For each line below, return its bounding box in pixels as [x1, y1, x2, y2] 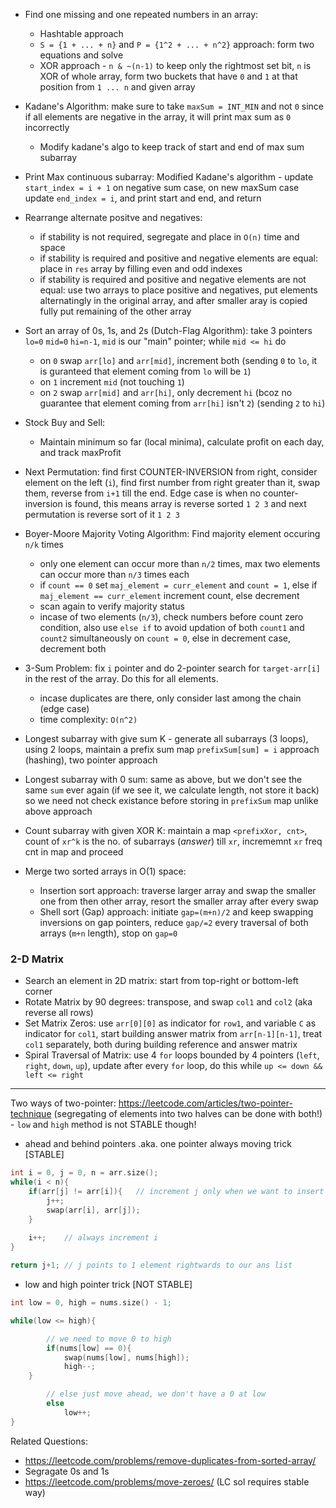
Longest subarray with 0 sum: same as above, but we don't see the [24, 774, 303, 785]
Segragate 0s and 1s [24, 1465, 110, 1477]
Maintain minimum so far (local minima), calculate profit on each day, [39, 436, 325, 448]
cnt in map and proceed [24, 846, 124, 858]
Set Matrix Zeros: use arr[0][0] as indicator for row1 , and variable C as [24, 1017, 317, 1029]
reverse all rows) [24, 1007, 94, 1019]
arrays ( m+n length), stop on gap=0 [39, 927, 178, 939]
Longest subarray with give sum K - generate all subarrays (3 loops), [24, 733, 309, 744]
